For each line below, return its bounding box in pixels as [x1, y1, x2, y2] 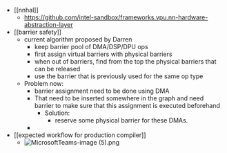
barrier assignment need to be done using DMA [34, 87, 170, 95]
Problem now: [23, 80, 64, 87]
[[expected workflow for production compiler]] [13, 131, 146, 139]
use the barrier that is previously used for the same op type [34, 72, 204, 80]
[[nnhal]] [13, 6, 39, 14]
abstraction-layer [23, 21, 74, 28]
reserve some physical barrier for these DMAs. [55, 116, 188, 124]
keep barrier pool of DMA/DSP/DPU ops [34, 43, 148, 51]
